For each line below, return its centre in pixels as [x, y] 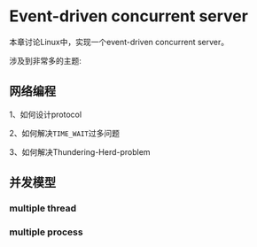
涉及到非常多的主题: [46, 60]
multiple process [46, 232]
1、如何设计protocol [46, 114]
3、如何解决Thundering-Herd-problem [80, 151]
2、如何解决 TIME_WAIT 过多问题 [64, 133]
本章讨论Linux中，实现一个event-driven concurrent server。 [119, 42]
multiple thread [43, 208]
